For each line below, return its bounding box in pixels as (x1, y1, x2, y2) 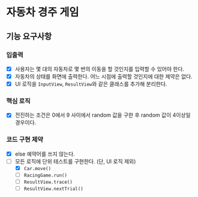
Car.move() (23, 165, 52, 171)
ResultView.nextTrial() (23, 186, 84, 192)
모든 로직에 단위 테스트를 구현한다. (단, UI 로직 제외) (14, 157, 136, 165)
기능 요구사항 (6, 31, 52, 41)
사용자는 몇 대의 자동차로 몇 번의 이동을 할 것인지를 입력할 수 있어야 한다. (14, 65, 185, 72)
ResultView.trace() (23, 179, 73, 185)
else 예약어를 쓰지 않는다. (14, 150, 75, 157)
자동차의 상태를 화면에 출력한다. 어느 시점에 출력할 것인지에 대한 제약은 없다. (14, 72, 193, 80)
